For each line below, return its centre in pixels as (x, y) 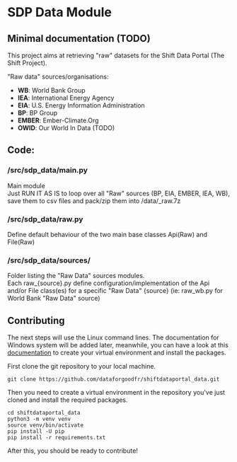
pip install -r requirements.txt (57, 438)
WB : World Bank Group (52, 90)
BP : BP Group (37, 113)
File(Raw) (21, 242)
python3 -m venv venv (39, 419)
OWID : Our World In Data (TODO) (66, 128)
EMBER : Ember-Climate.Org (58, 120)
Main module (27, 185)
